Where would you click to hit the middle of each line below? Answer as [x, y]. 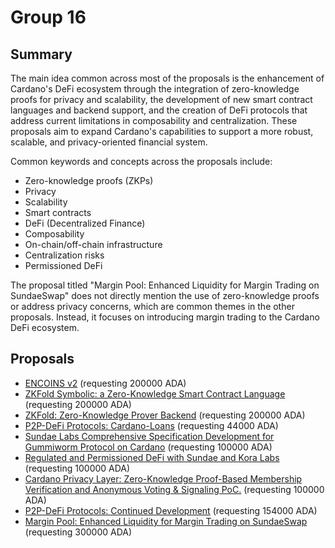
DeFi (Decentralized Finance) [85, 223]
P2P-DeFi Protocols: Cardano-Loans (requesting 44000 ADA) [151, 425]
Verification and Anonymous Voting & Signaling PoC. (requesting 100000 [174, 489]
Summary [41, 54]
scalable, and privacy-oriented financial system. [109, 142]
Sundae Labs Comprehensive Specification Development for [149, 436]
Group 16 [48, 17]
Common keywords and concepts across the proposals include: [141, 161]
